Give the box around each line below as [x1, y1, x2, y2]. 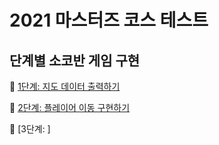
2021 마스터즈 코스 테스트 [9, 9, 209, 32]
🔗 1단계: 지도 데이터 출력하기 [9, 81, 121, 92]
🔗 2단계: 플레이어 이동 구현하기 [9, 102, 131, 113]
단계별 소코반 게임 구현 [9, 52, 141, 69]
